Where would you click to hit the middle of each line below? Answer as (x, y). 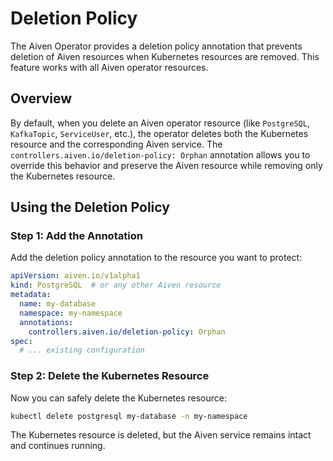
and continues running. (58, 446)
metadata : (31, 295)
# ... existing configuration (82, 350)
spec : (21, 341)
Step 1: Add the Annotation (76, 236)
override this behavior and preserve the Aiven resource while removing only (166, 165)
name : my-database (58, 304)
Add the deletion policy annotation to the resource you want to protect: (156, 258)
